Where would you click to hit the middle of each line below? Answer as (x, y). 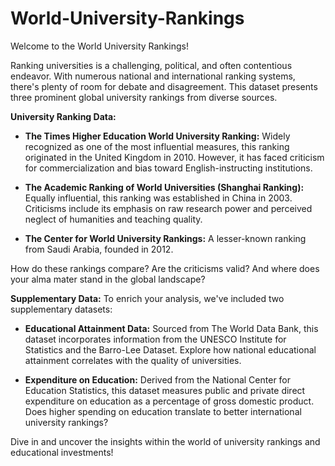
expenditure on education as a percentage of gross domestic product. (169, 401)
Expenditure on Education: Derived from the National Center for (158, 379)
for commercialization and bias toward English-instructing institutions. (168, 168)
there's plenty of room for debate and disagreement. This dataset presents (164, 86)
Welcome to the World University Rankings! (99, 46)
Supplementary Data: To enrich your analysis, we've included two (147, 298)
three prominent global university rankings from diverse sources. (144, 97)
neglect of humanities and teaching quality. (113, 219)
